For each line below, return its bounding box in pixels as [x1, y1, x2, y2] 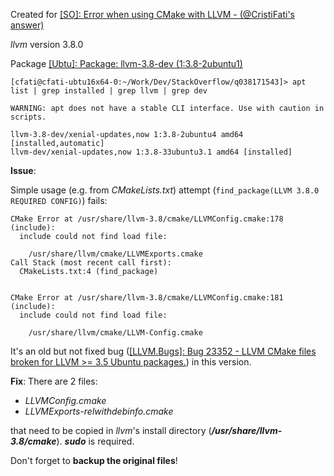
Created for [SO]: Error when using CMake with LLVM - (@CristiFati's [10, 9, 296, 20]
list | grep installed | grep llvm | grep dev [10, 86, 208, 96]
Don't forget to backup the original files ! [10, 455, 178, 466]
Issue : [10, 165, 37, 176]
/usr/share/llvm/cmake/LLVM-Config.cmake [28, 328, 203, 338]
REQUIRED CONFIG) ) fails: [10, 195, 108, 206]
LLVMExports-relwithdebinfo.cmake [24, 405, 174, 417]
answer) [10, 19, 45, 31]
